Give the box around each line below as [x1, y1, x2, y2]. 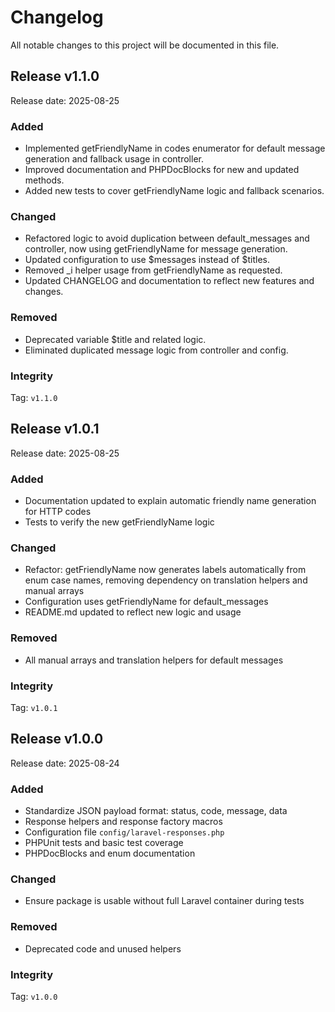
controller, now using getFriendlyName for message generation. [24, 243, 288, 255]
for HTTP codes [24, 506, 92, 518]
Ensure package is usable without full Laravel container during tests [24, 895, 305, 907]
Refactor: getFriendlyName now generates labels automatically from [24, 564, 307, 576]
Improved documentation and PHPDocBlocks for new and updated [24, 164, 300, 176]
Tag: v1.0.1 [10, 701, 58, 713]
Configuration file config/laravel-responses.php [24, 826, 225, 838]
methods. [24, 174, 65, 186]
